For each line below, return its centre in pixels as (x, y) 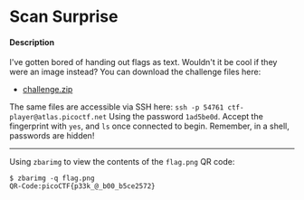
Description (32, 42)
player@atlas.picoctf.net (58, 118)
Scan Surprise (64, 17)
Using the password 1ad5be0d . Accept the (186, 117)
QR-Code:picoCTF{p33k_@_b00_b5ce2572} (82, 186)
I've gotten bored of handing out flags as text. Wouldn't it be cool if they (143, 62)
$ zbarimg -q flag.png (52, 178)
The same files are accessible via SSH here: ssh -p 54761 (117, 107)
